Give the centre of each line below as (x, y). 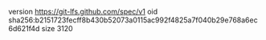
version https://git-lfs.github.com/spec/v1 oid (83, 12)
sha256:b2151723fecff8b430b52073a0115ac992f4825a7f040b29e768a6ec (133, 20)
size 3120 (57, 28)
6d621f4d (24, 28)
